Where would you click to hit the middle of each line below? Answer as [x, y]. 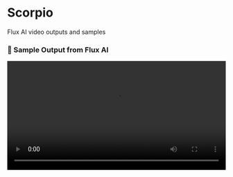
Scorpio [30, 13]
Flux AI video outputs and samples [57, 32]
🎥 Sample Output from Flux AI [58, 50]
